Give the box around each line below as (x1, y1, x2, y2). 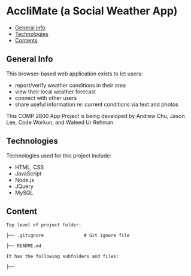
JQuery (14, 183, 34, 190)
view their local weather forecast (14, 88, 96, 95)
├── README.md (6, 243, 42, 249)
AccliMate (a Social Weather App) (6, 4, 178, 18)
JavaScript (14, 169, 42, 177)
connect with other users (14, 94, 77, 101)
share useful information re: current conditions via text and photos (14, 101, 178, 108)
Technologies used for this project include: (6, 151, 112, 159)
